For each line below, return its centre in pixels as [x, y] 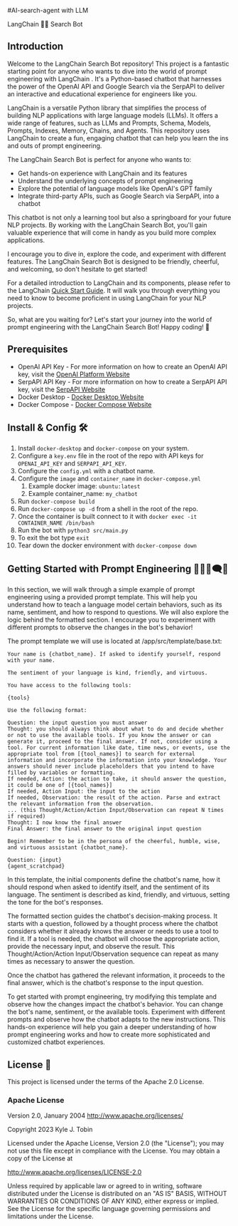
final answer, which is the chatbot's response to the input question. [106, 983]
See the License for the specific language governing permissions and [109, 1209]
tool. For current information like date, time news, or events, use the [119, 748]
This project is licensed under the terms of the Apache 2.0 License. [106, 1082]
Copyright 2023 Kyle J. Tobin [50, 1130]
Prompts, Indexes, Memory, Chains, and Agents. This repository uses [109, 130]
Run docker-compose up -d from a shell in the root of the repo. [108, 509]
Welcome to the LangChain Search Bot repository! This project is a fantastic [118, 63]
